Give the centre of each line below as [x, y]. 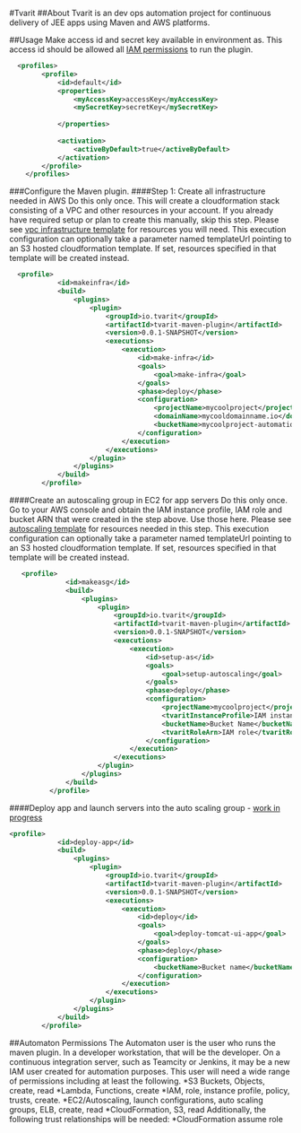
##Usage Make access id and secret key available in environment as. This [146, 40]
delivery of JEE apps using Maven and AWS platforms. [110, 22]
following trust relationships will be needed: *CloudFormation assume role [146, 1119]
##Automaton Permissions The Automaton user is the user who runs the [142, 1042]
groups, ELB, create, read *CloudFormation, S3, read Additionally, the [138, 1109]
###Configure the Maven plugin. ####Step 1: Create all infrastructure [138, 191]
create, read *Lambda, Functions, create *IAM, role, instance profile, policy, [150, 1090]
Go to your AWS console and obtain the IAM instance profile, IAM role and [146, 510]
